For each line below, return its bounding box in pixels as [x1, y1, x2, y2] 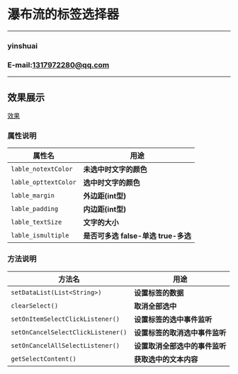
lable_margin [11, 192, 55, 200]
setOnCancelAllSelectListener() [11, 341, 120, 349]
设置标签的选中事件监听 [133, 314, 212, 324]
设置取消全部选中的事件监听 [133, 341, 227, 351]
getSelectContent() [11, 355, 76, 363]
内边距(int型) [83, 205, 126, 215]
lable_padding [11, 205, 59, 213]
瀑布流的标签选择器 [7, 6, 120, 23]
